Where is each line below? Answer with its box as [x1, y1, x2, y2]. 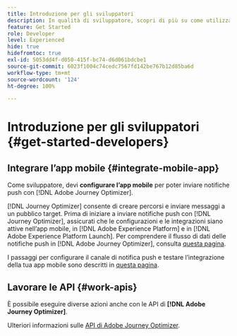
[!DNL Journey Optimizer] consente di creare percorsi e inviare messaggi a [7, 202, 226, 210]
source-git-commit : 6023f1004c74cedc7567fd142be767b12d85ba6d [7, 63, 194, 70]
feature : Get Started [7, 23, 71, 30]
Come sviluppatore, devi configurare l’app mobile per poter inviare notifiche [7, 181, 230, 189]
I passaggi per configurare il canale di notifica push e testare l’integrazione [7, 253, 225, 262]
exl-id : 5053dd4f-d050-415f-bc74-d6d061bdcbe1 [7, 56, 147, 64]
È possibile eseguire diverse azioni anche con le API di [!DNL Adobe [7, 300, 206, 308]
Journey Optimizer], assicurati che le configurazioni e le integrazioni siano [7, 217, 224, 226]
